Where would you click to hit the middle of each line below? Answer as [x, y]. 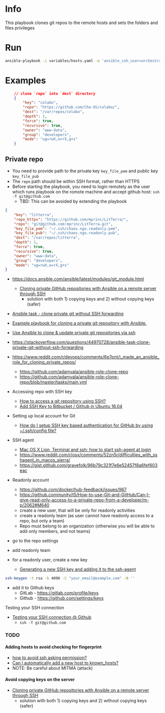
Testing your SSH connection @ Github [52, 617]
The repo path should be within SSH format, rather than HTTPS [76, 181]
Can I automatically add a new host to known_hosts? [65, 663]
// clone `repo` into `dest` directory [55, 94]
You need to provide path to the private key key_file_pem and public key [85, 171]
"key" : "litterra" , [34, 215]
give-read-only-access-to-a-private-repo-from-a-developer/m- [84, 500]
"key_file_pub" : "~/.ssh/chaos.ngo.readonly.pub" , [67, 233]
